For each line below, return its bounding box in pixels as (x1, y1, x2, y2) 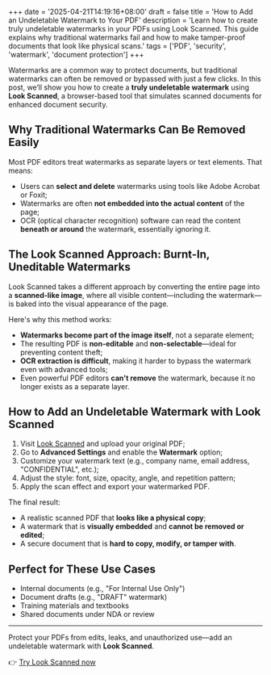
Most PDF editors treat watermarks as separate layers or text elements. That (8, 157, 262, 166)
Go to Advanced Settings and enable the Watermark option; (19, 447, 223, 457)
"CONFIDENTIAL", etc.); (19, 464, 99, 475)
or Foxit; (19, 190, 48, 199)
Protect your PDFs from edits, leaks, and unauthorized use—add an (8, 633, 232, 643)
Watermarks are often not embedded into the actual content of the (19, 198, 245, 208)
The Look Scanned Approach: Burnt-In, (8, 248, 210, 262)
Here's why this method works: (8, 314, 112, 324)
